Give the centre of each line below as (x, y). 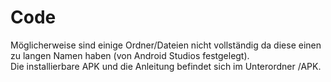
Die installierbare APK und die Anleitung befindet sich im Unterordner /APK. (166, 66)
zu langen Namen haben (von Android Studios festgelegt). (130, 55)
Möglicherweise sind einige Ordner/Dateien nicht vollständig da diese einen (166, 45)
